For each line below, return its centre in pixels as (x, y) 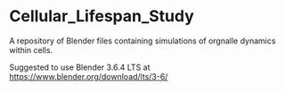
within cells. (31, 49)
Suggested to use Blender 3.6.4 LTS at (80, 67)
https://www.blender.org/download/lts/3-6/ (89, 76)
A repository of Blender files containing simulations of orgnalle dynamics (142, 41)
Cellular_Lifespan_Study (102, 16)
